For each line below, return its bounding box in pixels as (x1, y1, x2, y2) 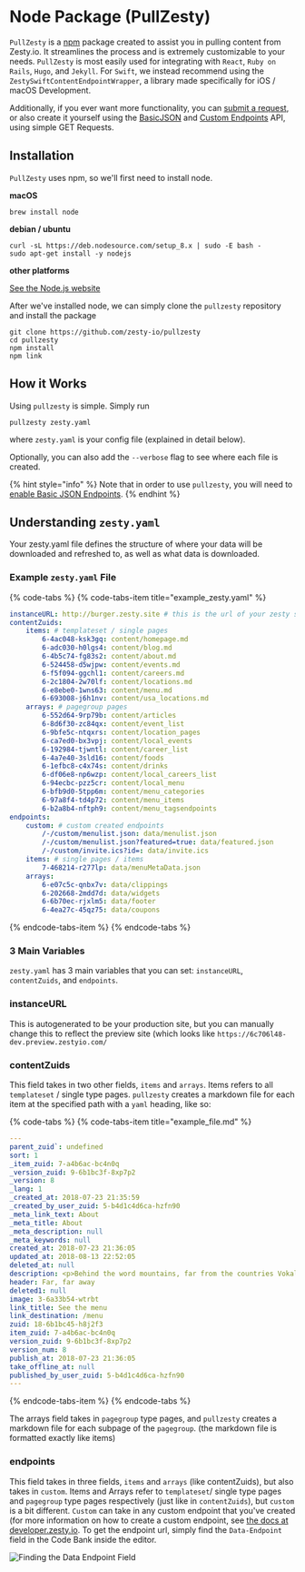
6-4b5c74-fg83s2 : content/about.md (42, 652, 177, 661)
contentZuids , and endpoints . (9, 975, 119, 986)
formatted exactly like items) (9, 1433, 116, 1444)
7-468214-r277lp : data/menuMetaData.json (42, 862, 202, 872)
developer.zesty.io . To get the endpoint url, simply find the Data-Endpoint (9, 1524, 283, 1535)
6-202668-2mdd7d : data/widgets (42, 889, 161, 898)
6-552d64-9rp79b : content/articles (42, 711, 177, 720)
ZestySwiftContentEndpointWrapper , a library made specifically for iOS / (9, 75, 276, 86)
